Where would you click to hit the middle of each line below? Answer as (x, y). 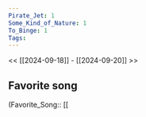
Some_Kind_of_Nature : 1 (48, 23)
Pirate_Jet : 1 (32, 16)
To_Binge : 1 (28, 30)
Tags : (17, 38)
